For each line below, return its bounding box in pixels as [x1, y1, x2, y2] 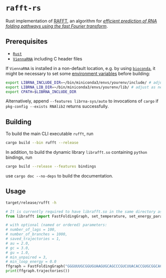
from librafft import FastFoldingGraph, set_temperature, [5, 213, 127, 219]
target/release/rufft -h [5, 200, 57, 205]
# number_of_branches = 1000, [5, 232, 68, 237]
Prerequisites [5, 37, 48, 46]
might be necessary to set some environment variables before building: [5, 70, 150, 76]
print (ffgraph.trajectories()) [5, 269, 70, 274]
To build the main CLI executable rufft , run [5, 131, 94, 137]
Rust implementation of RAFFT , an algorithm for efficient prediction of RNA [5, 18, 157, 24]
